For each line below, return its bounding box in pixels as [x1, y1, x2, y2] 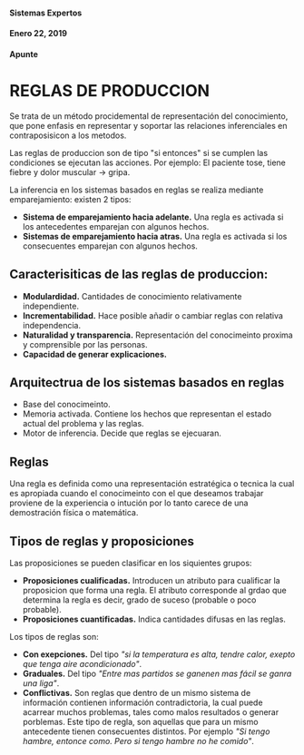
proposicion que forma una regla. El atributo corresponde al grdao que [22, 584, 288, 595]
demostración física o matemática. [9, 507, 139, 518]
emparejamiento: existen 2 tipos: [9, 193, 132, 204]
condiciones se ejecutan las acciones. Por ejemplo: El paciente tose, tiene [9, 157, 286, 168]
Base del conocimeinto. [22, 399, 111, 410]
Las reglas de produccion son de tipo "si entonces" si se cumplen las [9, 147, 269, 158]
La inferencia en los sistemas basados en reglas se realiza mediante [9, 184, 264, 195]
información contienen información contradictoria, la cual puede [22, 697, 263, 708]
